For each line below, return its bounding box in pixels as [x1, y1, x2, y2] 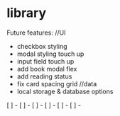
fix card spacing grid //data [16, 79, 97, 88]
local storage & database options [16, 87, 114, 95]
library [6, 5, 47, 21]
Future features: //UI [6, 28, 66, 37]
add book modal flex [16, 64, 77, 73]
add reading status [16, 72, 72, 81]
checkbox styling [16, 42, 67, 50]
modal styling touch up [16, 50, 84, 58]
